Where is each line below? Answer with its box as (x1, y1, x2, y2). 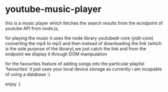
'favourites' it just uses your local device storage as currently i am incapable (5, 66, 162, 72)
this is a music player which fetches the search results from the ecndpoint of (5, 20, 163, 26)
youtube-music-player (5, 3, 101, 15)
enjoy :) (5, 81, 21, 87)
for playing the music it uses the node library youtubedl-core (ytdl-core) (5, 35, 153, 41)
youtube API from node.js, (5, 25, 59, 31)
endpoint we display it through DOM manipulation (5, 51, 107, 57)
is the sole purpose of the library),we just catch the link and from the (5, 45, 146, 51)
